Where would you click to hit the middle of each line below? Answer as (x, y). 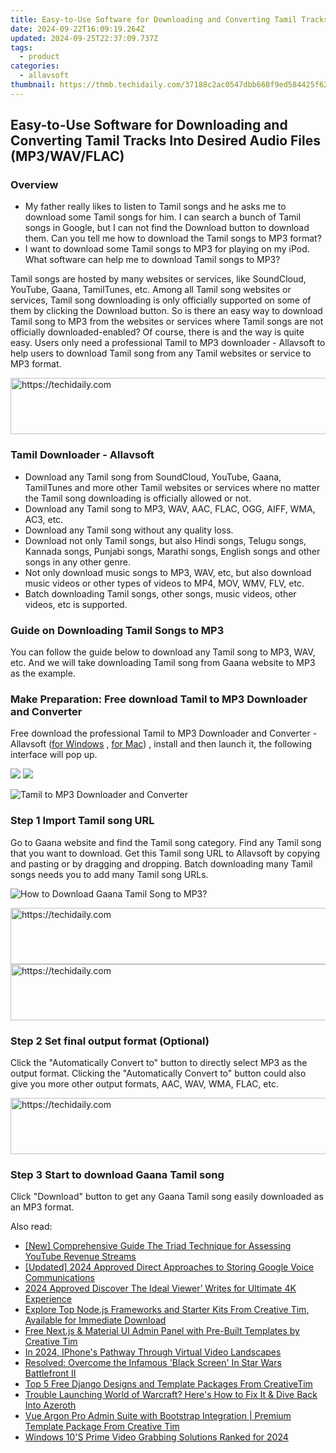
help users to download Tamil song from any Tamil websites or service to (161, 353)
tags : (21, 47)
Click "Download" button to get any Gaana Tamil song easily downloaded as (167, 1197)
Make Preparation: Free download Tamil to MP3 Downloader (159, 699)
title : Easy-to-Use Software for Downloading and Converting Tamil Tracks (169, 19)
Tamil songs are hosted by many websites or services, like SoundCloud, (158, 279)
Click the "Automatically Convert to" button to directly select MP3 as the (159, 1062)
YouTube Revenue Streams (80, 1257)
